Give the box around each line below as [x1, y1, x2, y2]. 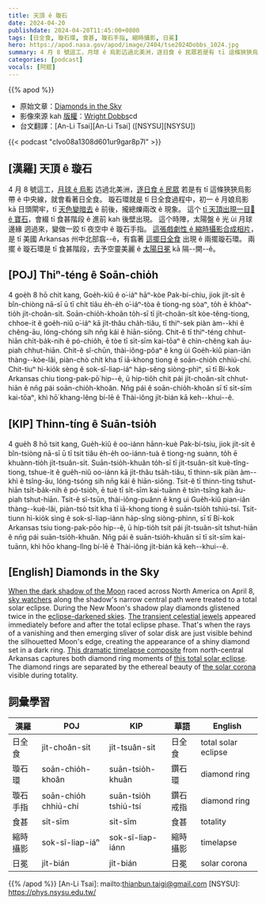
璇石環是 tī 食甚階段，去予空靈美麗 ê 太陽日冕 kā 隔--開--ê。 [23, 243, 220, 254]
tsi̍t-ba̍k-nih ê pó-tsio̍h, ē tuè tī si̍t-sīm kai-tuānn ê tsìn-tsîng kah [23, 485, 234, 495]
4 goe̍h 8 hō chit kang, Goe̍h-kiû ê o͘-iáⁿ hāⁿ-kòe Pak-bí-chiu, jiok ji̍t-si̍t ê [8, 290, 245, 300]
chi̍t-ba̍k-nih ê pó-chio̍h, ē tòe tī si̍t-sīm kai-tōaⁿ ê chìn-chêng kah [23, 336, 240, 346]
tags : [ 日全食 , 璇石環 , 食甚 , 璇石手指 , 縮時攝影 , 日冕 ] [8, 33, 179, 42]
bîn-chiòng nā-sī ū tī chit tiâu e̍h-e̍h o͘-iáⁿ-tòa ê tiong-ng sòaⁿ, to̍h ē [8, 300, 228, 309]
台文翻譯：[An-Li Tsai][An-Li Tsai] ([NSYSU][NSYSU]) [19, 120, 196, 131]
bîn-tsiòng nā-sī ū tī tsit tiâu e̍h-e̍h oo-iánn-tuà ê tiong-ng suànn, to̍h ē [8, 449, 238, 458]
